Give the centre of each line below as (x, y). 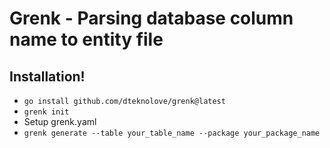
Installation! (47, 76)
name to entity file (86, 39)
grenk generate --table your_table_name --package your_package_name (172, 133)
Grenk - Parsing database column (151, 18)
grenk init (46, 112)
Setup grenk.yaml (60, 121)
